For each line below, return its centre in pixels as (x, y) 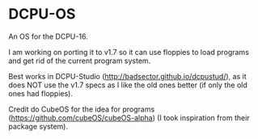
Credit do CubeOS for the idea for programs (82, 109)
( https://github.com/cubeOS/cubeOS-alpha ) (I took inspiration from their (129, 117)
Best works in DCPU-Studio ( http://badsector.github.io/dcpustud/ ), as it (127, 76)
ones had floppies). (40, 93)
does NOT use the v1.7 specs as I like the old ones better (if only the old (128, 85)
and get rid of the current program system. (80, 61)
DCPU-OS (42, 14)
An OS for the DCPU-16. (48, 36)
